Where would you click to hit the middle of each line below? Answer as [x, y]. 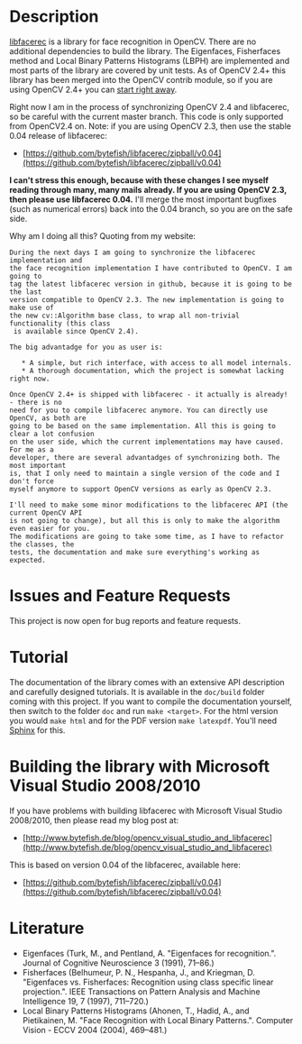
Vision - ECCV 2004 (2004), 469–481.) [95, 1030]
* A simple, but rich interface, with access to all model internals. [157, 362]
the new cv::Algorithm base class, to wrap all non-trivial [125, 316]
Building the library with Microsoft [140, 766]
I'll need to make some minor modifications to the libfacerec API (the [149, 505]
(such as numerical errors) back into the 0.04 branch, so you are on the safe [151, 208]
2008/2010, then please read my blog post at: [94, 820]
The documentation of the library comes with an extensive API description [147, 682]
